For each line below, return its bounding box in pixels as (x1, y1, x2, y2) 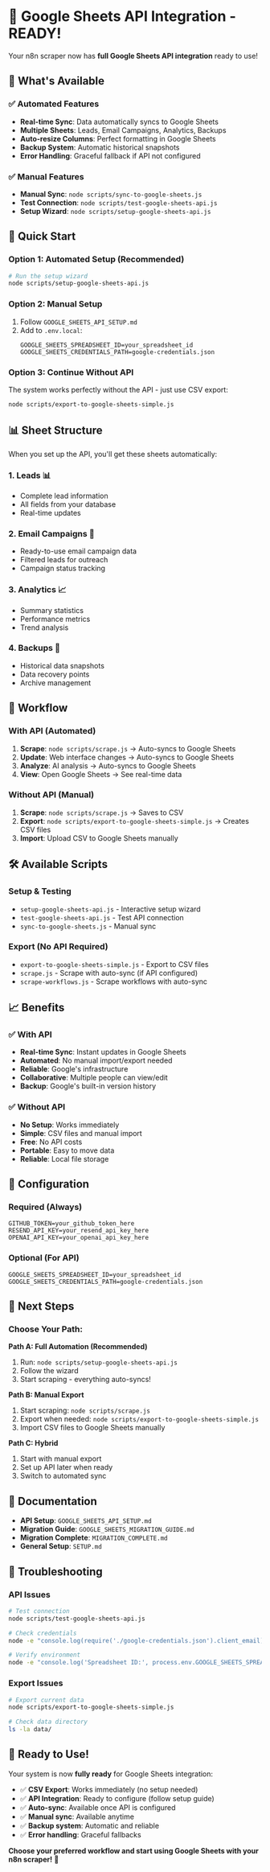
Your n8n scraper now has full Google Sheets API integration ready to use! (8, 51, 259, 60)
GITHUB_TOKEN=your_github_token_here (8, 1220, 135, 1228)
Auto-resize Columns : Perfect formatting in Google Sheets (19, 134, 217, 143)
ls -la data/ (8, 1726, 52, 1734)
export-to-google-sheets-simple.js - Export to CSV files (19, 959, 209, 969)
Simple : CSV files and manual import (19, 1128, 142, 1138)
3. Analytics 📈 (8, 584, 67, 595)
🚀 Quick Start (8, 229, 76, 244)
